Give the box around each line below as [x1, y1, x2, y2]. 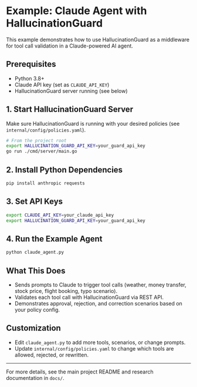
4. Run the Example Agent [6, 234, 103, 244]
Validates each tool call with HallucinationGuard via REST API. [14, 294, 164, 301]
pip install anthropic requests [6, 180, 85, 186]
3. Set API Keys [6, 197, 63, 207]
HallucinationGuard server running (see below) [14, 87, 128, 95]
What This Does [6, 265, 66, 275]
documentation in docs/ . [6, 374, 64, 381]
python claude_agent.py [6, 250, 64, 255]
